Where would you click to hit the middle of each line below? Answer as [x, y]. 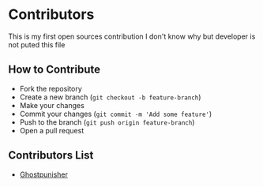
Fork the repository [51, 88]
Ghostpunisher [44, 174]
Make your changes [52, 105]
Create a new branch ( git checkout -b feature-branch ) [110, 97]
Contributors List [51, 155]
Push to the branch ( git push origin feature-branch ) [107, 122]
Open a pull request [52, 130]
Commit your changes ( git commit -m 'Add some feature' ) [116, 114]
